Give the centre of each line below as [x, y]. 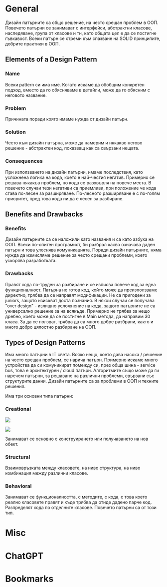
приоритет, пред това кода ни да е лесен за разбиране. [64, 198]
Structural [18, 457]
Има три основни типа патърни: [39, 396]
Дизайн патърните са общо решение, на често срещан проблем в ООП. [82, 22]
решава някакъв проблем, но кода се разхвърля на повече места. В [78, 182]
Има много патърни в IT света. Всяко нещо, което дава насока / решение [84, 355]
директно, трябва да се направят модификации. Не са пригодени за [78, 295]
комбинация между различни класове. [47, 473]
